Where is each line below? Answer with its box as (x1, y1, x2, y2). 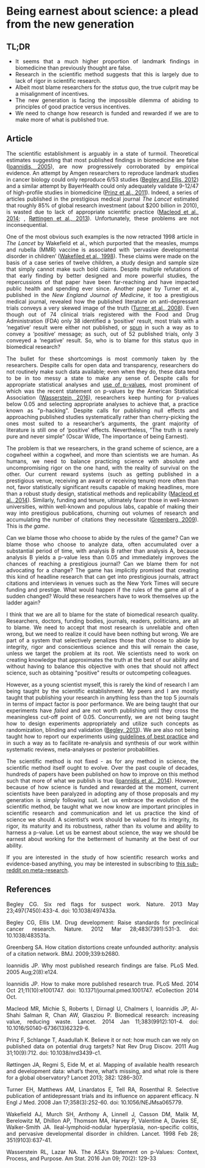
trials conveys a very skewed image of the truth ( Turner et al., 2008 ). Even (6, 304, 199, 312)
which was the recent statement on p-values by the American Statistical (6, 387, 199, 395)
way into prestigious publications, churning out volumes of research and (6, 509, 199, 517)
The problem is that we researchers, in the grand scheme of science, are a (6, 444, 199, 452)
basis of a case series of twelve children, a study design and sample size (6, 259, 199, 266)
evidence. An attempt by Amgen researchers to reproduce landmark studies (6, 169, 199, 176)
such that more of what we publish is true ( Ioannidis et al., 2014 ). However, (6, 776, 199, 784)
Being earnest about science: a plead (6, 4, 199, 18)
